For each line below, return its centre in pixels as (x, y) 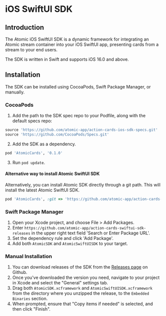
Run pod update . (29, 162)
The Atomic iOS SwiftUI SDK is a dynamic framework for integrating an (77, 39)
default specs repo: (32, 121)
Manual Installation (29, 257)
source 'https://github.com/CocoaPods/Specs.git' (57, 135)
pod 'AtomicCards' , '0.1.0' (34, 153)
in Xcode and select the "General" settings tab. (60, 283)
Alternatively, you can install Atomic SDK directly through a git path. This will (83, 184)
